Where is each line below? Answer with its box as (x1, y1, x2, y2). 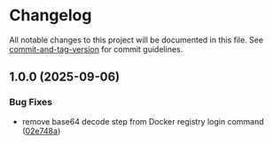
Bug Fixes (9, 96, 53, 109)
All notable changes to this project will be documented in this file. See (9, 34, 264, 45)
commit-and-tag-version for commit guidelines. (9, 43, 183, 54)
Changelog (9, 5, 92, 26)
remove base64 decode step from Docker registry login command (21, 116, 264, 126)
